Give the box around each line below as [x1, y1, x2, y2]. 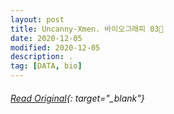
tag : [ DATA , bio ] [10, 61, 83, 71]
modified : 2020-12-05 [10, 42, 101, 53]
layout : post [10, 14, 65, 25]
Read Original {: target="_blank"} [10, 92, 145, 104]
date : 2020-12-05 [10, 33, 83, 43]
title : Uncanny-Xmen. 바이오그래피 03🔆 [10, 24, 164, 34]
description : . [10, 52, 74, 62]
